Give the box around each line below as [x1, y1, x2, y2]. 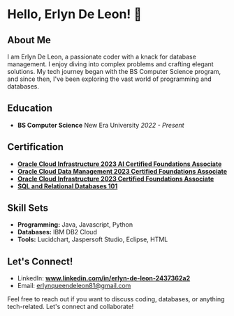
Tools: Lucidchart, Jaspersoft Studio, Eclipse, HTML [17, 235, 168, 243]
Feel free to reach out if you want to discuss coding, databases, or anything [7, 295, 225, 303]
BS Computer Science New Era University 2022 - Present [17, 121, 184, 129]
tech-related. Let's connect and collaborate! [7, 303, 134, 311]
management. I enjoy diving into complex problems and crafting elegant [7, 60, 214, 68]
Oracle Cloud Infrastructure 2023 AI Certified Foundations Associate [17, 160, 222, 168]
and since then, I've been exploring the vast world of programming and [7, 75, 212, 83]
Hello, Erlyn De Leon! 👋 [7, 6, 142, 22]
